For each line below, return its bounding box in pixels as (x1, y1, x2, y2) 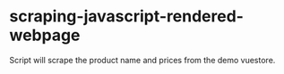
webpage (9, 25, 81, 45)
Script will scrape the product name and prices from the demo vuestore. (9, 54, 276, 65)
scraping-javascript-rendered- (9, 6, 245, 27)
